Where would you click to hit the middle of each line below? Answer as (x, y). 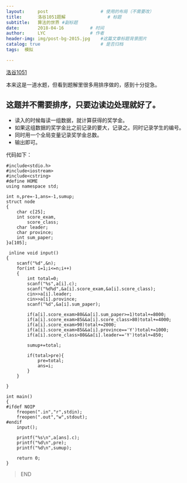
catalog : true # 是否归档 (65, 45)
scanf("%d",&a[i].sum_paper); (64, 304)
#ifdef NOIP (21, 407)
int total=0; (43, 278)
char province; (35, 232)
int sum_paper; (35, 237)
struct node (21, 202)
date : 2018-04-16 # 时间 (55, 28)
